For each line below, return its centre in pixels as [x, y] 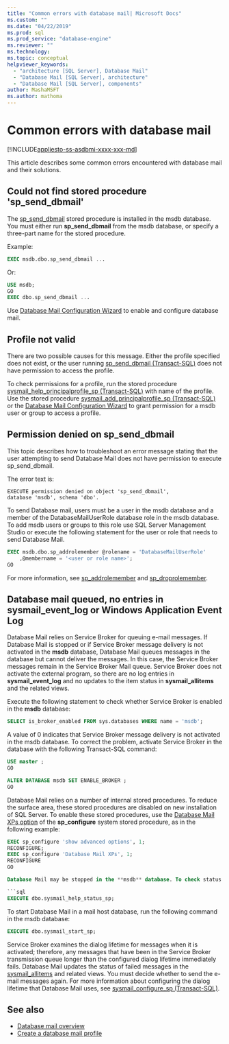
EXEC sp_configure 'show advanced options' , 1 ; [76, 842]
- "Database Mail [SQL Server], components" [78, 84]
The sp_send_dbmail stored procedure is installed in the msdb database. [109, 218]
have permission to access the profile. [61, 370]
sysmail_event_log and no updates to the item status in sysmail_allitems [110, 681]
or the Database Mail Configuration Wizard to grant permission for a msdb [111, 406]
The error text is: [31, 479]
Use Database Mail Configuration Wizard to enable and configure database [113, 311]
